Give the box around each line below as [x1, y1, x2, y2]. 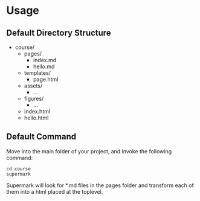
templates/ [24, 69, 51, 76]
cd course [6, 165, 31, 172]
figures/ [24, 95, 44, 102]
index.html [24, 108, 50, 115]
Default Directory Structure [6, 28, 111, 38]
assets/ [24, 82, 43, 89]
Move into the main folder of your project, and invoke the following [6, 147, 172, 155]
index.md [33, 57, 56, 63]
